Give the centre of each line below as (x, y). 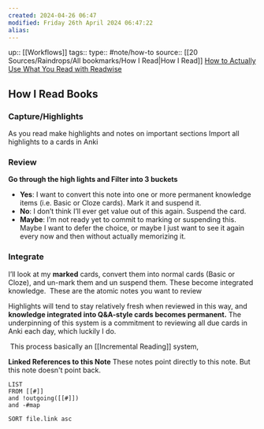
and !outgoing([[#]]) (44, 398)
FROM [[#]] (26, 391)
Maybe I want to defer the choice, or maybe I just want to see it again (132, 228)
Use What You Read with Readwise (65, 69)
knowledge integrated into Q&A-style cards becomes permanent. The (125, 314)
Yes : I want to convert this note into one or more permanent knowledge (135, 194)
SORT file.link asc (40, 419)
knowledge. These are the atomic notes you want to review (105, 290)
